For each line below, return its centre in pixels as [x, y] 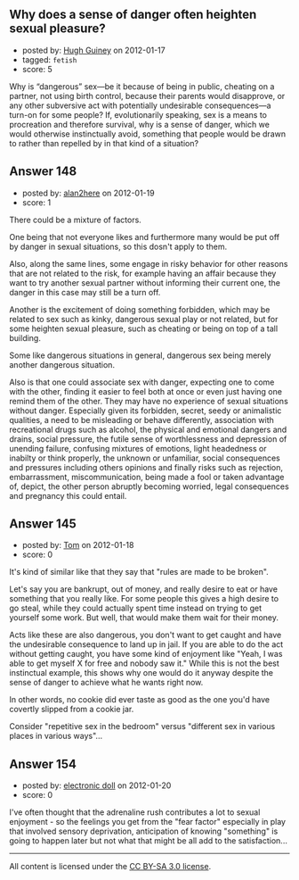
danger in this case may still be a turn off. [85, 292]
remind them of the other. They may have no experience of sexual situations [149, 401]
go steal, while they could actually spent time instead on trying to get [136, 608]
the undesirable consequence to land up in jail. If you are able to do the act [146, 644]
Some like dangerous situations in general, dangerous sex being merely [140, 355]
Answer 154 [43, 764]
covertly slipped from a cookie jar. [72, 710]
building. [25, 337]
